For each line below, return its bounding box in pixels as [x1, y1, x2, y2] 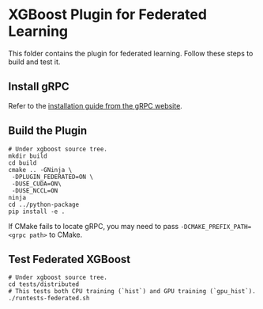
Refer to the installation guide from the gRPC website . [8, 101, 183, 110]
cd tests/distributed [8, 280, 80, 288]
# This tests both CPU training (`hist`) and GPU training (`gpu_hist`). [8, 288, 257, 296]
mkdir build [8, 152, 47, 160]
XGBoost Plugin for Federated [8, 6, 208, 24]
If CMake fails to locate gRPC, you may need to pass [8, 221, 179, 231]
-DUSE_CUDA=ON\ [11, 180, 62, 188]
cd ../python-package [8, 200, 80, 208]
